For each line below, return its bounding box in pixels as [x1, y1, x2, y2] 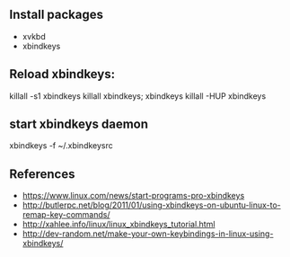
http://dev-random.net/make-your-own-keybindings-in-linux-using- [22, 228, 274, 239]
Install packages [9, 7, 103, 22]
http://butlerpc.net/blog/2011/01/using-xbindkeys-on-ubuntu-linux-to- [22, 199, 281, 210]
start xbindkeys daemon [9, 117, 149, 132]
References [9, 166, 75, 182]
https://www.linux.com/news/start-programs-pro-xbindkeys [22, 191, 245, 201]
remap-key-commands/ [22, 209, 110, 220]
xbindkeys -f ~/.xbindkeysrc [9, 140, 114, 151]
